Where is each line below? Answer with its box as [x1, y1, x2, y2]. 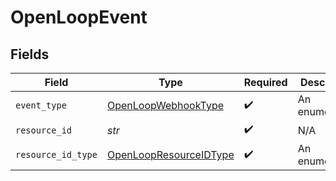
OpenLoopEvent [10, 6, 148, 29]
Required [243, 76, 288, 89]
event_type [15, 100, 67, 111]
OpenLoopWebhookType [106, 99, 225, 112]
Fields [10, 46, 50, 63]
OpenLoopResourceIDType [106, 148, 235, 161]
